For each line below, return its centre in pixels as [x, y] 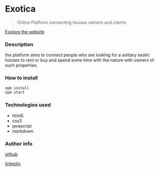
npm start [15, 93]
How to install [21, 78]
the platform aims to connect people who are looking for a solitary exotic [78, 55]
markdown [23, 131]
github [11, 154]
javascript [22, 126]
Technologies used [28, 105]
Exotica [20, 9]
